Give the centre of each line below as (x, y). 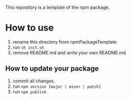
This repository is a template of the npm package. (58, 7)
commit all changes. (34, 81)
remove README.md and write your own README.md (69, 52)
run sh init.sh (28, 47)
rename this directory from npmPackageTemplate (65, 42)
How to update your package (52, 69)
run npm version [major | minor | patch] (57, 86)
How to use (30, 28)
